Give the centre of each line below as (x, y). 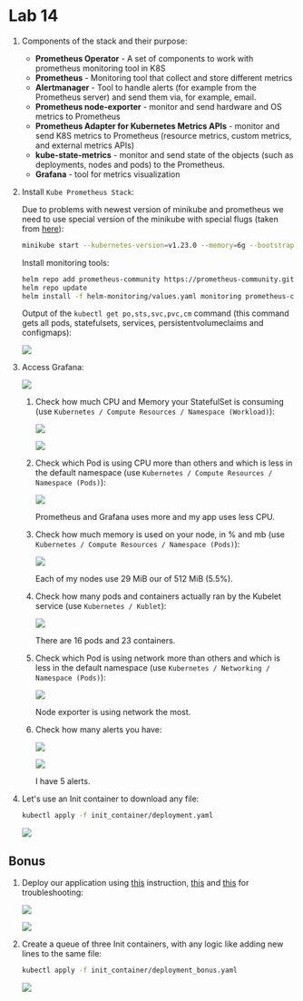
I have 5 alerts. (63, 781)
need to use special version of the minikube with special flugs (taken (150, 219)
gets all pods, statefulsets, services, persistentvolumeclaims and (142, 323)
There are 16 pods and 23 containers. (105, 641)
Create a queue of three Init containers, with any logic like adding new (152, 944)
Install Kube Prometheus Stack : (78, 191)
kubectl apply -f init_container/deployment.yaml (117, 816)
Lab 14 (34, 16)
